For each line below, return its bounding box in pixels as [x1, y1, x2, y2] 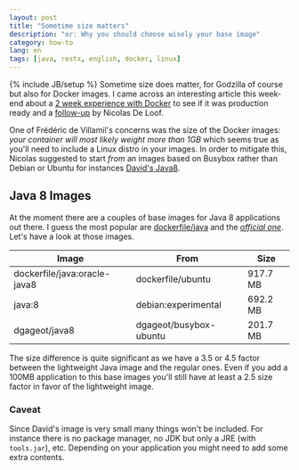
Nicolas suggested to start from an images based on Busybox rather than [9, 153, 279, 163]
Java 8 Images [9, 188, 92, 203]
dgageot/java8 [13, 324, 76, 336]
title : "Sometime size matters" [9, 21, 129, 30]
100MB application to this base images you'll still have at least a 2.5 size [9, 371, 273, 382]
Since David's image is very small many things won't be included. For [9, 424, 263, 434]
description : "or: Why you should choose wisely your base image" [9, 29, 261, 38]
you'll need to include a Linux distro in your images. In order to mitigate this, [9, 144, 287, 154]
